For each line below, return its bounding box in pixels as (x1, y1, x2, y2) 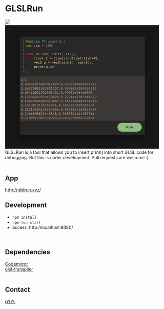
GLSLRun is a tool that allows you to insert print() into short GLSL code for (5, 149, 154, 155)
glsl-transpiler (5, 266, 33, 272)
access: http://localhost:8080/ (12, 224, 73, 230)
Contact (5, 286, 30, 294)
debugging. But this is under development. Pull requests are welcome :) (5, 155, 149, 161)
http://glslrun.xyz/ (5, 187, 41, 193)
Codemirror (5, 261, 28, 267)
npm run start (12, 220, 41, 225)
